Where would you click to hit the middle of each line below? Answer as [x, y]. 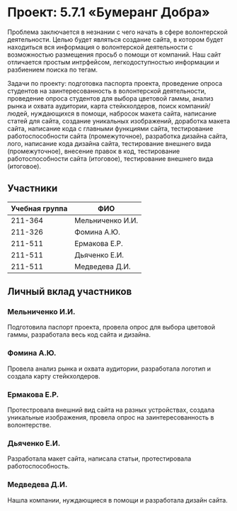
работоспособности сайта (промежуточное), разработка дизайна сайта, [117, 136]
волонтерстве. [29, 425]
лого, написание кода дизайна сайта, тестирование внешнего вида [109, 143]
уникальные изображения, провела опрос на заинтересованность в [111, 417]
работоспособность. [39, 466]
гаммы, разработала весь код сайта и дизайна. [79, 335]
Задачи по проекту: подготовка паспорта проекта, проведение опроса [115, 83]
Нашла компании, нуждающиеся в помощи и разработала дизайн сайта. [117, 500]
